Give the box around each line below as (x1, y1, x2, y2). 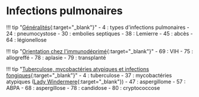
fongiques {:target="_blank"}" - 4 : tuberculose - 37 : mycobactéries (6, 72, 172, 79)
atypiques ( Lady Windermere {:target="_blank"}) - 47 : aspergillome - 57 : (6, 78, 186, 85)
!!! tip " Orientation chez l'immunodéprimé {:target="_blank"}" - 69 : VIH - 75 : (6, 47, 194, 54)
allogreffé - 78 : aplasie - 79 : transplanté (6, 54, 106, 61)
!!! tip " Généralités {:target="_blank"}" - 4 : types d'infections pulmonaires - (6, 24, 190, 31)
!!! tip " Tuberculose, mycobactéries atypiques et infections (6, 65, 150, 72)
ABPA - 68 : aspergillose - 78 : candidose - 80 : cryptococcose (6, 84, 160, 91)
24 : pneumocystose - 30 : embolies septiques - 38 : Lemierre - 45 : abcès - (6, 30, 193, 37)
